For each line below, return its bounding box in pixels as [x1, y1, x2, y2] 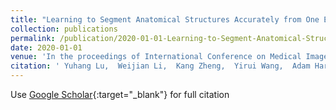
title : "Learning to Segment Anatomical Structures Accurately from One [10, 14, 320, 25]
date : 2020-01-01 [10, 42, 83, 53]
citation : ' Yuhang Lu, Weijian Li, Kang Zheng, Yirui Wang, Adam [10, 61, 311, 71]
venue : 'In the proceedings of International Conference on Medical [10, 52, 302, 62]
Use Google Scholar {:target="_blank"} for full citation [10, 89, 230, 100]
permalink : [10, 33, 56, 43]
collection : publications [10, 24, 118, 34]
